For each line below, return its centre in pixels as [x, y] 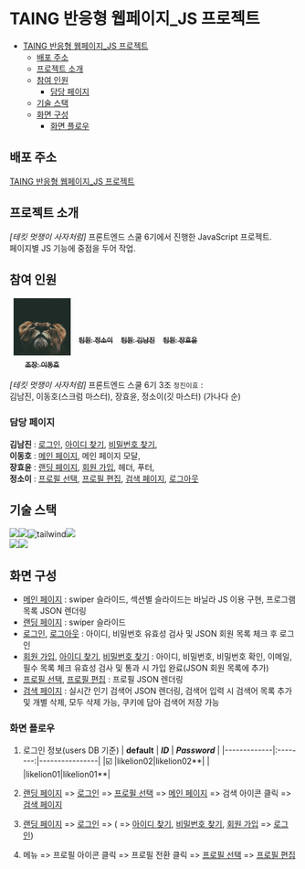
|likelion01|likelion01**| [67, 774]
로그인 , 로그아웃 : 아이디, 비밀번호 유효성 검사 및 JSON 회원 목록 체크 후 [150, 634]
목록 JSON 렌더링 [54, 611]
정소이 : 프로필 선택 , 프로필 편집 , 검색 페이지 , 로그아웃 [104, 478]
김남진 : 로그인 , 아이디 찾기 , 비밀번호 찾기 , [84, 444]
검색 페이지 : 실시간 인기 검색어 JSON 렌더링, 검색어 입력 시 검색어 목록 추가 [157, 691]
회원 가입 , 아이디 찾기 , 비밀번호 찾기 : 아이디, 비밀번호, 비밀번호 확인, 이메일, [157, 657]
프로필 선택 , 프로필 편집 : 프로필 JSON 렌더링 [103, 680]
